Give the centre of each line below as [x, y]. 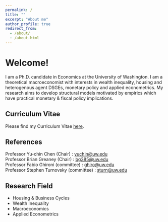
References [24, 142]
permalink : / [19, 10]
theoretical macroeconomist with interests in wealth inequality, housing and [84, 82]
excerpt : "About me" [27, 19]
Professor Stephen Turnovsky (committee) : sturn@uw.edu [66, 170]
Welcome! [27, 63]
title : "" [16, 15]
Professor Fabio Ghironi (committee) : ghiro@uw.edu [60, 165]
